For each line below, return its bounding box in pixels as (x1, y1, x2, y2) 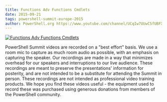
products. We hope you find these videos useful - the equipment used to (5, 81, 154, 87)
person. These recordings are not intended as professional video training (5, 76, 155, 82)
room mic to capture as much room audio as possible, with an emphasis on (5, 50, 159, 55)
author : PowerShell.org (5, 21, 55, 26)
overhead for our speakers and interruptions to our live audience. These (5, 60, 153, 66)
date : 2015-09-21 (5, 12, 41, 17)
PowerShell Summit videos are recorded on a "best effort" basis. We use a (5, 44, 158, 50)
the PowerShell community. (5, 92, 61, 98)
